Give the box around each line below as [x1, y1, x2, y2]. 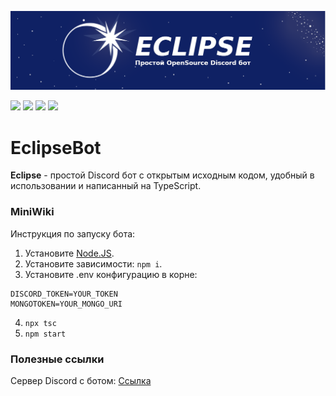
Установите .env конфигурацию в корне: [24, 268, 198, 280]
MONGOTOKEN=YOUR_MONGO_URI [10, 299, 123, 309]
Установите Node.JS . [24, 247, 115, 259]
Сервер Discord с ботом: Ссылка [10, 375, 152, 387]
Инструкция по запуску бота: [10, 227, 136, 240]
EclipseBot [10, 136, 102, 159]
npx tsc [24, 318, 57, 328]
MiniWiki [10, 205, 55, 219]
